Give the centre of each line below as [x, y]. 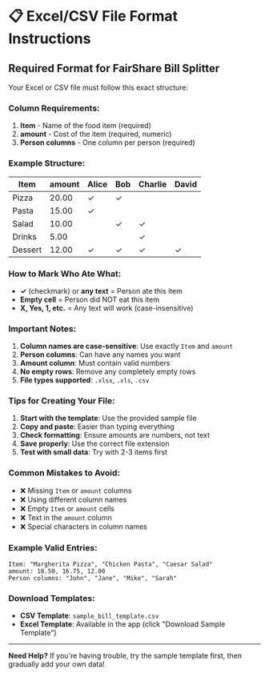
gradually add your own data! [57, 664]
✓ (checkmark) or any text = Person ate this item [101, 290]
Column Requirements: [54, 108]
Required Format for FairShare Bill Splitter [114, 68]
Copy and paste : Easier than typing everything [97, 427]
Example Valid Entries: [53, 547]
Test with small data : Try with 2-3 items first [94, 452]
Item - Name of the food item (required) [86, 126]
